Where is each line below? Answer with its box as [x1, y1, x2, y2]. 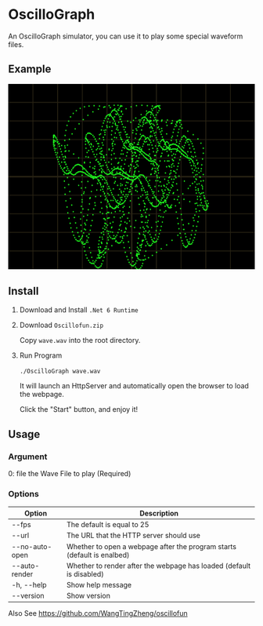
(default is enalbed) [66, 550, 130, 559]
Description [139, 508, 178, 518]
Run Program [19, 351, 63, 360]
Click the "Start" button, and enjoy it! [19, 405, 139, 414]
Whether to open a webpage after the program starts [66, 541, 237, 551]
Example [8, 63, 52, 76]
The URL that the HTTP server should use [66, 531, 201, 540]
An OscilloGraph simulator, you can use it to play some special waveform [8, 31, 243, 41]
